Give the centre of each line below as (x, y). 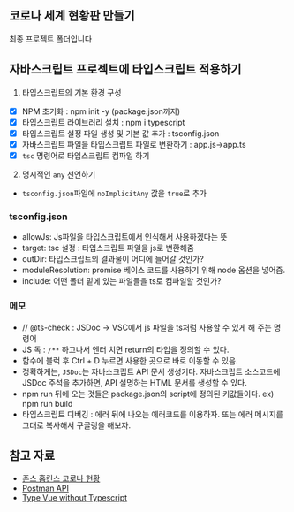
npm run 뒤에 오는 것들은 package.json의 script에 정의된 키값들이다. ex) (148, 394)
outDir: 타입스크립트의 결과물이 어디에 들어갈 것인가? (113, 259)
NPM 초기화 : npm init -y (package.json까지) (101, 111)
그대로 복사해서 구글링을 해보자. (76, 425)
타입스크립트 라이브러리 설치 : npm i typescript (103, 122)
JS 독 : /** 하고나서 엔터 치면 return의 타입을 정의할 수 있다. (125, 349)
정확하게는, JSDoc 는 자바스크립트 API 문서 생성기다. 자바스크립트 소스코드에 (151, 371)
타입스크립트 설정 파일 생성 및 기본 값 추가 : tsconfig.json (121, 133)
